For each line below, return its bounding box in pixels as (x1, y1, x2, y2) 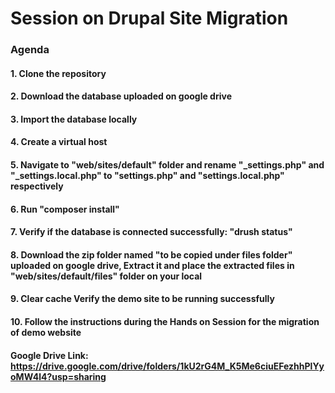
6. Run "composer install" (10, 203, 120, 215)
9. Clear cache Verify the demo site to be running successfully (10, 293, 275, 305)
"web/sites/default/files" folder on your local (10, 270, 203, 282)
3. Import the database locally (10, 113, 138, 125)
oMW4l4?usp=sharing (10, 370, 107, 382)
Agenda (10, 43, 50, 57)
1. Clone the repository (10, 67, 107, 79)
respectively (10, 180, 64, 192)
